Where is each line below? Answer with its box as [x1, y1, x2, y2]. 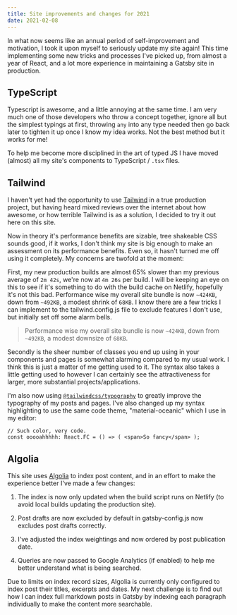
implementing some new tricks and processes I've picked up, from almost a [7, 51, 227, 60]
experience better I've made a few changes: [7, 479, 135, 487]
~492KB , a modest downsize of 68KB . [24, 334, 128, 343]
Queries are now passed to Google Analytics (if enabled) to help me [17, 556, 215, 564]
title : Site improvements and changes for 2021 [7, 10, 150, 18]
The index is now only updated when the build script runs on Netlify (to [17, 492, 224, 501]
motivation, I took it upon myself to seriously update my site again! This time [7, 44, 229, 52]
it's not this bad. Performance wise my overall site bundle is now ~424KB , [7, 291, 217, 299]
